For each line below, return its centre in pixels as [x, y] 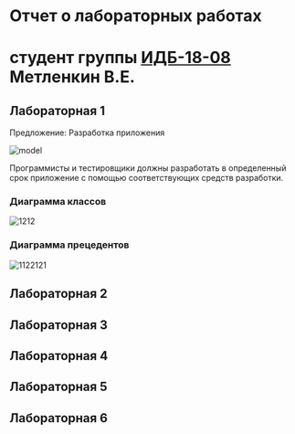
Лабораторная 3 [58, 325]
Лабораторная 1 [57, 111]
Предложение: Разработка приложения [87, 132]
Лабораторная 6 [58, 418]
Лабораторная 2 [58, 294]
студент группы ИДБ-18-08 [120, 58]
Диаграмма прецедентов [69, 245]
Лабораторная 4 [59, 356]
